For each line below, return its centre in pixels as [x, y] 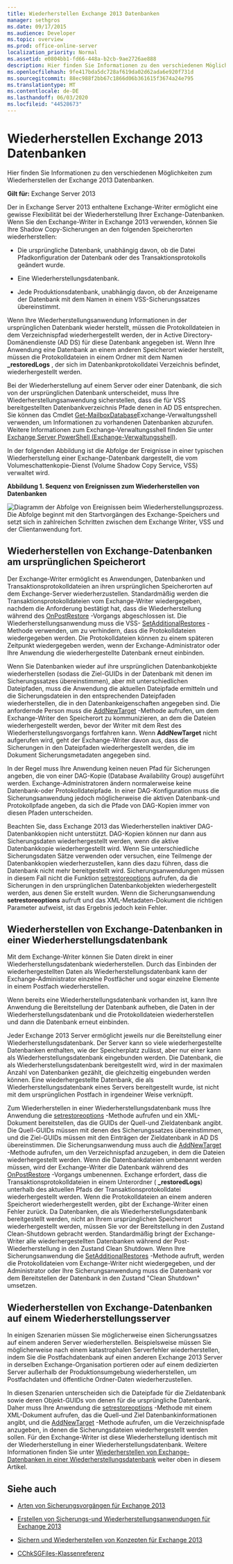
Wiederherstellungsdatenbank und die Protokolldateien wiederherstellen [111, 1015]
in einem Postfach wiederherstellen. [58, 987]
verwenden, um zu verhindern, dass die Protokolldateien [115, 630]
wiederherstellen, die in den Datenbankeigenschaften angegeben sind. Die [114, 703]
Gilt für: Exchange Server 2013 [51, 193]
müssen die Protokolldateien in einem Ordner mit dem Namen [95, 357]
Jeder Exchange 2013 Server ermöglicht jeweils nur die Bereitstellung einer [114, 1036]
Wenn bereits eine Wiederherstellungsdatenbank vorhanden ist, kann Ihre [112, 1000]
